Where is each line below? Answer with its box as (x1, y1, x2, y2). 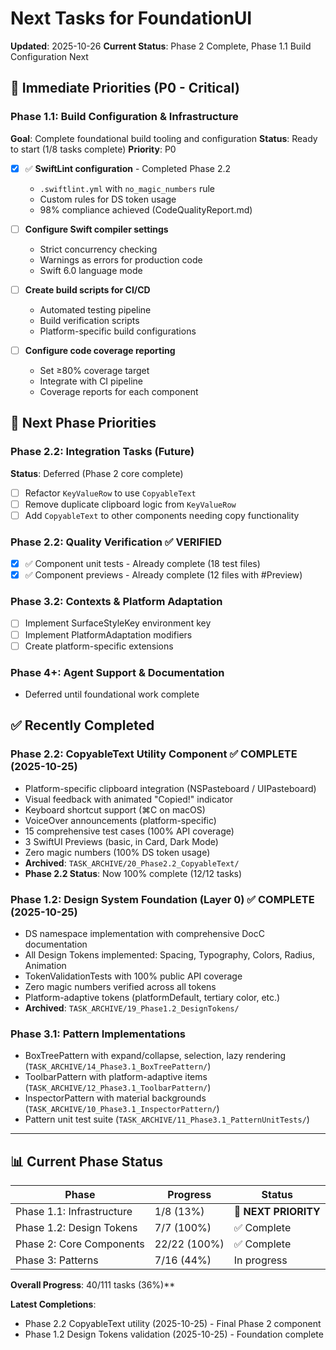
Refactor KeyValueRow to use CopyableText (24, 487, 197, 499)
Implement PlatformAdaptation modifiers (24, 628, 193, 641)
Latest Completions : (10, 1298, 97, 1311)
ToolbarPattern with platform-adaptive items (24, 1071, 208, 1083)
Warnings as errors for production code (39, 253, 203, 266)
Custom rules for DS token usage (39, 193, 177, 205)
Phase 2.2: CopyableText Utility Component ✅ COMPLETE (10, 747, 298, 761)
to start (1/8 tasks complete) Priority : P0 (10, 143, 177, 155)
